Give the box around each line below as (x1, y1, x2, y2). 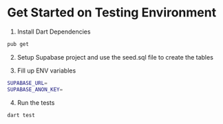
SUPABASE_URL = (7, 79, 48, 86)
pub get (7, 40, 30, 47)
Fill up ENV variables (17, 66, 76, 75)
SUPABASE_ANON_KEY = (7, 86, 63, 93)
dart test (7, 112, 36, 119)
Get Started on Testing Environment (7, 5, 217, 21)
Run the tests (17, 98, 55, 107)
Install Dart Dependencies (17, 27, 91, 36)
